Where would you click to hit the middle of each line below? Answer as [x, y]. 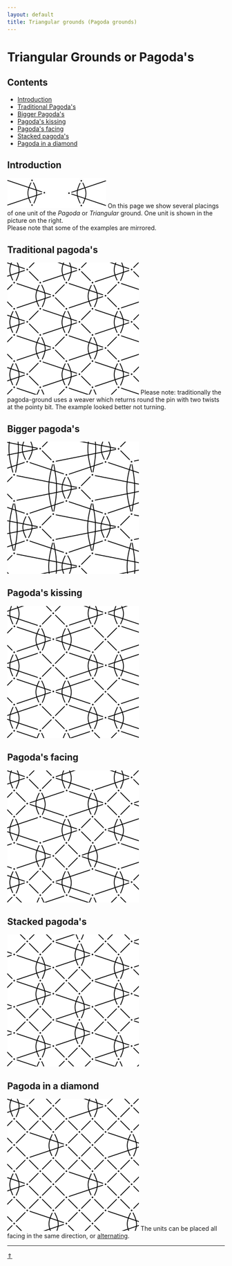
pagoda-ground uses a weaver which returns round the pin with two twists [113, 400]
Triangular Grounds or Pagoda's [101, 57]
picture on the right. [35, 221]
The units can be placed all [179, 1229]
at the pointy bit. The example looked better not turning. [87, 407]
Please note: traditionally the [181, 392]
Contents [28, 83]
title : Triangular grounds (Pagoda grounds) [72, 22]
